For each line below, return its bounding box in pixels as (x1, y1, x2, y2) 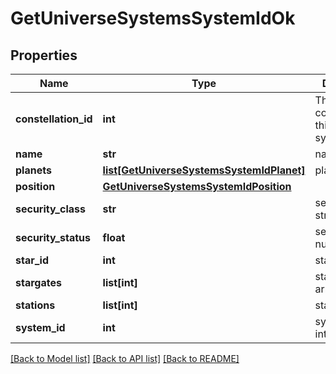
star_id (15, 253, 49, 267)
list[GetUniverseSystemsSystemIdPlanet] (102, 163, 306, 177)
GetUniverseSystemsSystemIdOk (10, 7, 296, 30)
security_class (15, 202, 86, 216)
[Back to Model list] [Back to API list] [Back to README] (10, 353, 240, 364)
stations (15, 298, 56, 312)
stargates (15, 276, 62, 289)
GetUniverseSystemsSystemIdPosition (102, 180, 292, 193)
